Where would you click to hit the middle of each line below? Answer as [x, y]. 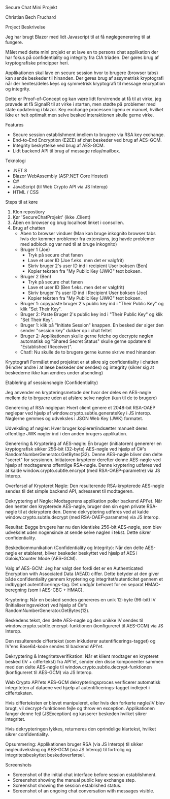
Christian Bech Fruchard [31, 17]
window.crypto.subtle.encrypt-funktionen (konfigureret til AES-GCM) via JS [84, 626]
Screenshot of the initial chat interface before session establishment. [84, 775]
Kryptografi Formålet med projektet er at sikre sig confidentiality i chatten [82, 362]
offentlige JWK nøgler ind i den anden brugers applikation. [66, 434]
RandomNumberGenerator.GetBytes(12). [47, 611]
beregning [16, 590]
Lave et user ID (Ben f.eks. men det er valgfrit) [76, 287]
